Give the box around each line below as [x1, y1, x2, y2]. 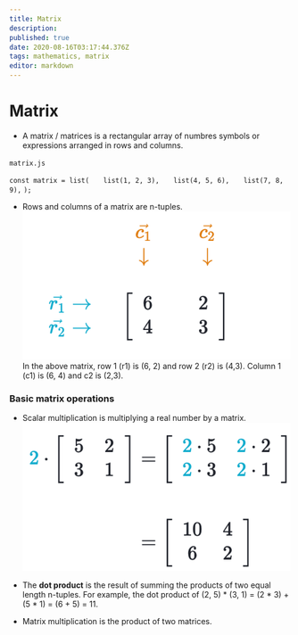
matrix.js [9, 159, 46, 168]
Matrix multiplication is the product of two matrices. [21, 615, 212, 626]
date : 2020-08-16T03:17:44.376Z [9, 43, 129, 52]
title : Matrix [9, 14, 62, 23]
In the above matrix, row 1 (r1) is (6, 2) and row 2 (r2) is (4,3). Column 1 [21, 360, 281, 371]
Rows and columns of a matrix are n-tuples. [21, 201, 183, 211]
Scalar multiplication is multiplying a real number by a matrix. [21, 412, 247, 423]
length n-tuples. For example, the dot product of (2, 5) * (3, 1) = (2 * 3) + [21, 589, 290, 599]
